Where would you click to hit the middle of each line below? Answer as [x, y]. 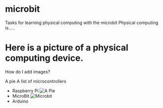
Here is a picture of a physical [67, 48]
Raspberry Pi [25, 91]
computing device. [44, 58]
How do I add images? [28, 72]
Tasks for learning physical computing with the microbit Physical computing [82, 23]
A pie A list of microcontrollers [36, 81]
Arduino [20, 101]
